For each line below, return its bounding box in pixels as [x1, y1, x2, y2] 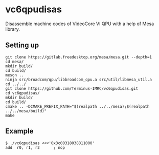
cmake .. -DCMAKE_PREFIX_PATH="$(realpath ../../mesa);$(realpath [5, 104, 150, 109]
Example [5, 127, 34, 135]
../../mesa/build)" [5, 108, 47, 113]
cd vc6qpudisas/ [5, 90, 40, 95]
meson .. [5, 72, 24, 77]
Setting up [5, 41, 39, 50]
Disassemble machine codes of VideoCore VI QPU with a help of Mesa [5, 21, 154, 27]
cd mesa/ [5, 59, 24, 64]
